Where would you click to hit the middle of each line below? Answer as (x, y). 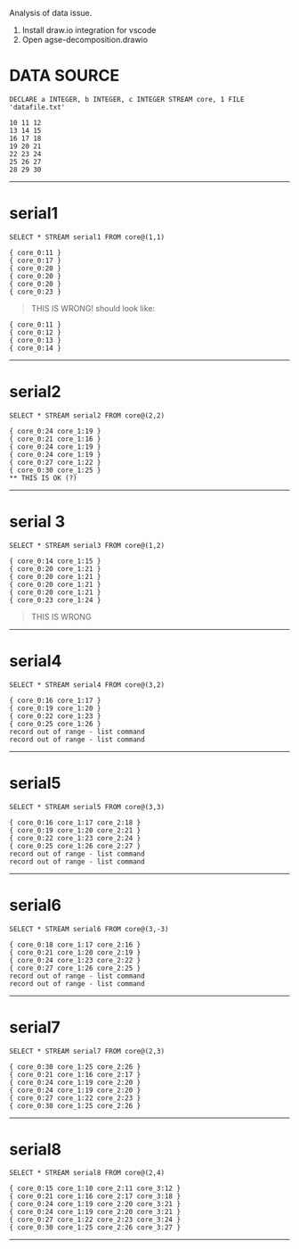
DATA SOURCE (65, 76)
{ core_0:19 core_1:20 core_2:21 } (75, 830)
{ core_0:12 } (36, 332)
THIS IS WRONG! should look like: (93, 308)
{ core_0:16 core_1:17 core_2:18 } (75, 823)
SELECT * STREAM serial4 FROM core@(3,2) (87, 685)
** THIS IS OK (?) (43, 478)
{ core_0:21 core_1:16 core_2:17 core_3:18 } (95, 1196)
